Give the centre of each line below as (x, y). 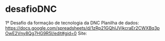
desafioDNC (31, 9)
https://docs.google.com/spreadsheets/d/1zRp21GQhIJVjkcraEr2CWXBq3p (82, 28)
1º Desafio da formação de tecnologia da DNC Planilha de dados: (72, 23)
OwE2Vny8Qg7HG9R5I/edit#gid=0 (41, 33)
